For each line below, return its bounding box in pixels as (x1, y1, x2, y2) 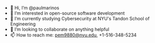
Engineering (10, 21, 36, 27)
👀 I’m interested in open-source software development (10, 10, 125, 16)
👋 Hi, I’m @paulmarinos (10, 5, 60, 11)
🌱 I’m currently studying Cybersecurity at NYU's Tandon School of (10, 16, 150, 21)
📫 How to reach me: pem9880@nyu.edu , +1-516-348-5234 (10, 32, 137, 38)
